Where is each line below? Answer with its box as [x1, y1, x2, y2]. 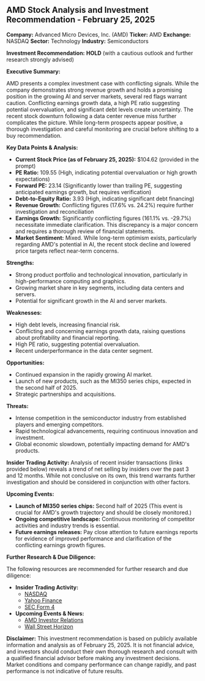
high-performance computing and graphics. [15, 277, 127, 285]
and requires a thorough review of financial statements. [15, 227, 155, 235]
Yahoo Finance [24, 596, 62, 604]
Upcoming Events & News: [15, 610, 84, 617]
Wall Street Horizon [24, 623, 73, 630]
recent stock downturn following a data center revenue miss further [6, 112, 177, 119]
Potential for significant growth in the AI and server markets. [15, 297, 167, 304]
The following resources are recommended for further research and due [6, 565, 188, 572]
